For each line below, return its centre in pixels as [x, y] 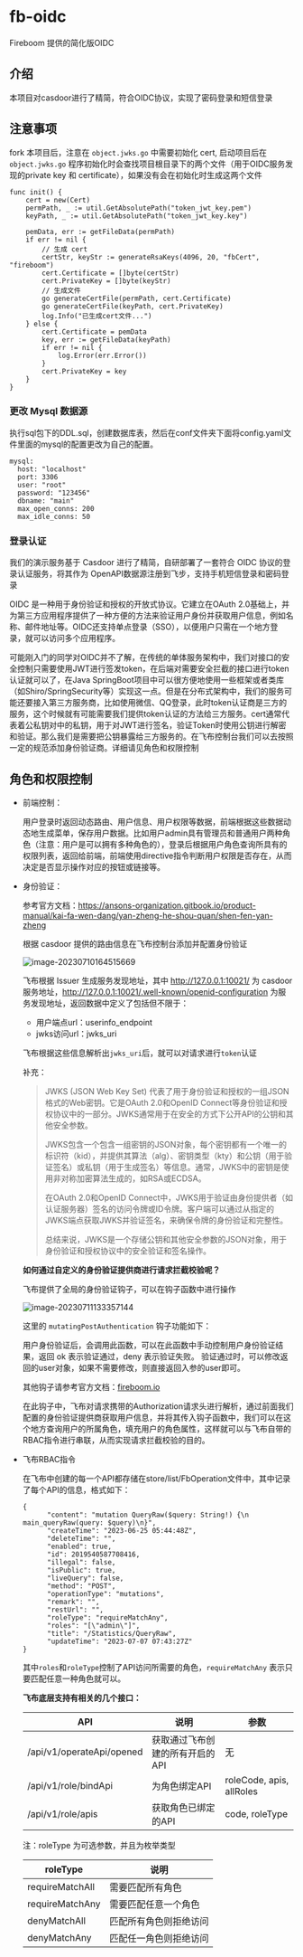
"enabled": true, [79, 1546]
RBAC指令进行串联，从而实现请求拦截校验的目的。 [116, 1440]
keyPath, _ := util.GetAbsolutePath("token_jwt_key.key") [137, 216]
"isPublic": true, [81, 1570]
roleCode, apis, [257, 1780]
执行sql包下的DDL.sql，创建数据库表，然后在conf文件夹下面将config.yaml [147, 432]
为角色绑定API [182, 1786]
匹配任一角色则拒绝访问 [159, 1938]
